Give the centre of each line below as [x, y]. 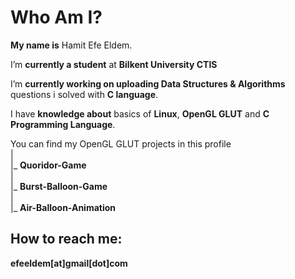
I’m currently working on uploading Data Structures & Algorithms [148, 83]
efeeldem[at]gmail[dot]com [69, 263]
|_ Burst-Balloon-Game [59, 186]
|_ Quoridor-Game [48, 165]
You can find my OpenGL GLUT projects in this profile [121, 143]
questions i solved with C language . [84, 94]
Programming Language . [63, 124]
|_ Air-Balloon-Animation [63, 207]
